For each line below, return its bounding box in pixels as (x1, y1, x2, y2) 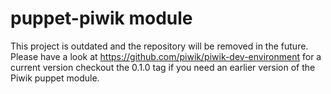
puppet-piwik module (10, 7, 193, 30)
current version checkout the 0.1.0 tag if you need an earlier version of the (10, 61, 316, 73)
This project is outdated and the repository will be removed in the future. (10, 40, 309, 52)
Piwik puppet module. (10, 72, 100, 84)
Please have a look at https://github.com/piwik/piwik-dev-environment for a (10, 50, 322, 62)
